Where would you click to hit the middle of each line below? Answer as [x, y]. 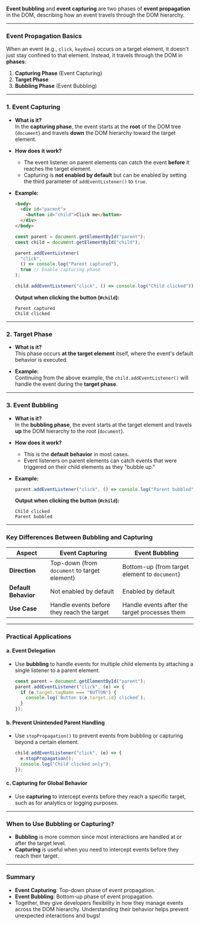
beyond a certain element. [47, 742]
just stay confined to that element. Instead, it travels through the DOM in [95, 56]
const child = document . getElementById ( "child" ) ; [78, 242]
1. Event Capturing [33, 107]
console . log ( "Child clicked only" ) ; [66, 764]
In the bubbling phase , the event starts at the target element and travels [103, 425]
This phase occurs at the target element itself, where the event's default [104, 354]
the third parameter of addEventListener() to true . [85, 181]
